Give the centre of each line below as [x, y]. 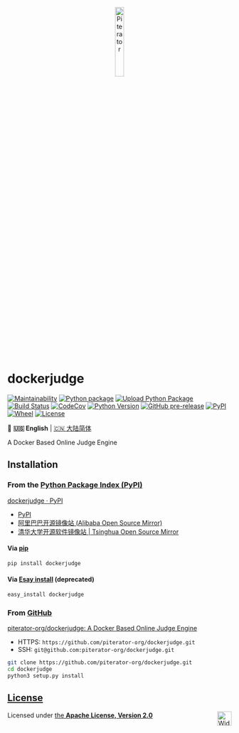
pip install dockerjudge [44, 563]
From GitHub [30, 613]
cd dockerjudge [30, 669]
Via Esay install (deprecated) [51, 579]
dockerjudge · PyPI [35, 501]
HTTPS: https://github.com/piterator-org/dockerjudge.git [106, 642]
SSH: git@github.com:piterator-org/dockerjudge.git [96, 650]
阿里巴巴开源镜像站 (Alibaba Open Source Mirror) [90, 523]
